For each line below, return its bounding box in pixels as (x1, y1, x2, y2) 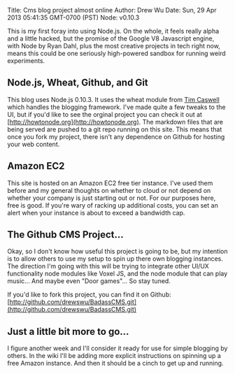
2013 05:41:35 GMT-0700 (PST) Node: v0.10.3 (7, 13, 140, 22)
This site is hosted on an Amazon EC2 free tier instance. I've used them (7, 178, 213, 187)
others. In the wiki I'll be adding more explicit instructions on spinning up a (7, 352, 222, 360)
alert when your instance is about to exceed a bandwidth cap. (7, 208, 185, 217)
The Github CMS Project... (7, 229, 124, 240)
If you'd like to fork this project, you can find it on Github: (7, 290, 171, 299)
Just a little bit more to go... (7, 325, 129, 338)
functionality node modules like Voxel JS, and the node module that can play (7, 269, 228, 278)
